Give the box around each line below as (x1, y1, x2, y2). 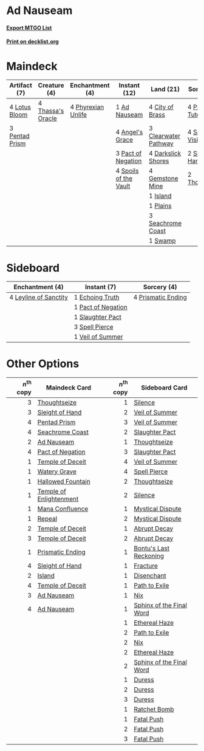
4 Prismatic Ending (133, 293, 187, 301)
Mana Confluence (37, 504, 89, 513)
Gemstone (148, 174, 178, 183)
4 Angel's (115, 128, 143, 137)
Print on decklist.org (6, 38, 59, 46)
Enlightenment (37, 495, 79, 503)
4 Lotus (9, 103, 32, 111)
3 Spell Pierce (73, 323, 114, 331)
